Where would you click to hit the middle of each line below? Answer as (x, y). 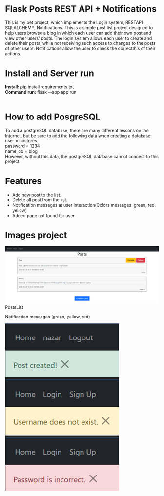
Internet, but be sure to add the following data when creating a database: (79, 136)
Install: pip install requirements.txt (40, 87)
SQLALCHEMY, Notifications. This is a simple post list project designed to (79, 27)
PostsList (14, 307)
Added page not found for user (43, 215)
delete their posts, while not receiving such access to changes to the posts (81, 43)
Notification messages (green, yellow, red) (48, 317)
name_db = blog (21, 151)
